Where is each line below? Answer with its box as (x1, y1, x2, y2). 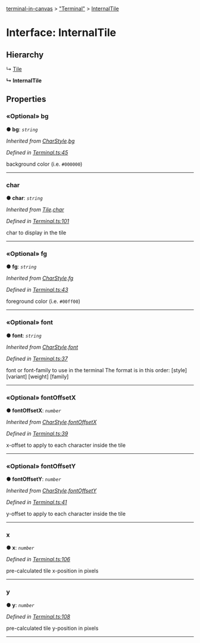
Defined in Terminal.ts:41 (6, 499, 67, 506)
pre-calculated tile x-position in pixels (6, 567, 99, 574)
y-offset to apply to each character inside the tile (6, 510, 126, 518)
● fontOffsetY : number (6, 475, 61, 483)
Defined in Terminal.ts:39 (6, 429, 68, 437)
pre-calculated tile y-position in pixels (6, 625, 99, 632)
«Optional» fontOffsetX (6, 393, 76, 401)
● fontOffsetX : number (6, 407, 61, 414)
